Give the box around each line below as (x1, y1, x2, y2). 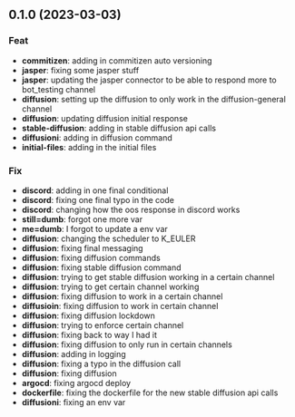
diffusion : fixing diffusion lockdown (21, 310, 156, 321)
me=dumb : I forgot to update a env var (21, 223, 169, 234)
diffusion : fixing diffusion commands (21, 252, 161, 263)
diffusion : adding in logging (21, 348, 126, 359)
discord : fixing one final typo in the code (21, 194, 174, 205)
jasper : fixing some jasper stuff (21, 64, 140, 75)
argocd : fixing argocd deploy (21, 377, 132, 388)
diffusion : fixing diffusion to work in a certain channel (21, 290, 223, 302)
